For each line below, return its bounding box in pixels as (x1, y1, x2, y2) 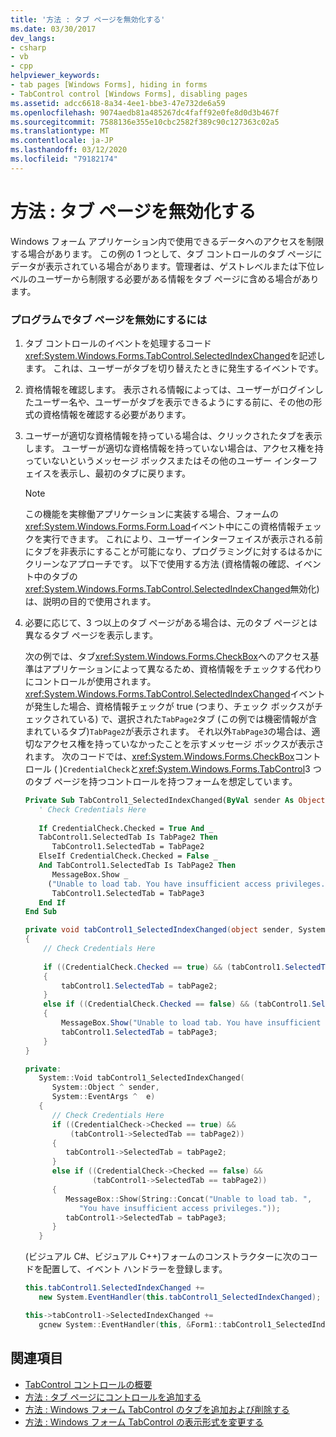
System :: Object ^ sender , (51, 1082, 160, 1093)
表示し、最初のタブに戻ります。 (59, 467, 191, 479)
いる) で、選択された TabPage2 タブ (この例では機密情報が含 (77, 712, 318, 725)
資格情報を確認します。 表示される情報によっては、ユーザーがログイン (24, 383, 315, 395)
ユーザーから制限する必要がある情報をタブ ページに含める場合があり (36, 272, 320, 285)
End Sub (24, 907, 57, 917)
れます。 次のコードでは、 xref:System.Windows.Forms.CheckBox (24, 750, 295, 762)
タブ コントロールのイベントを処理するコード (24, 337, 212, 349)
